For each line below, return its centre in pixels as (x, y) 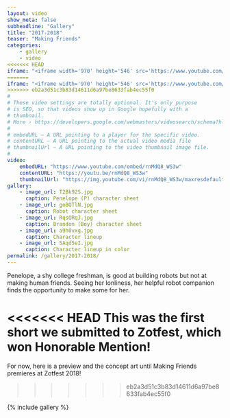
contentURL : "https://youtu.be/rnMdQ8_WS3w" (84, 173)
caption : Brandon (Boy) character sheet (84, 224)
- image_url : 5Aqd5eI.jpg (56, 243)
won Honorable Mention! (79, 347)
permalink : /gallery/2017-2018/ (53, 256)
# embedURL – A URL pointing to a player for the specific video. (104, 135)
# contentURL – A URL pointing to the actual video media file (99, 141)
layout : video (27, 13)
